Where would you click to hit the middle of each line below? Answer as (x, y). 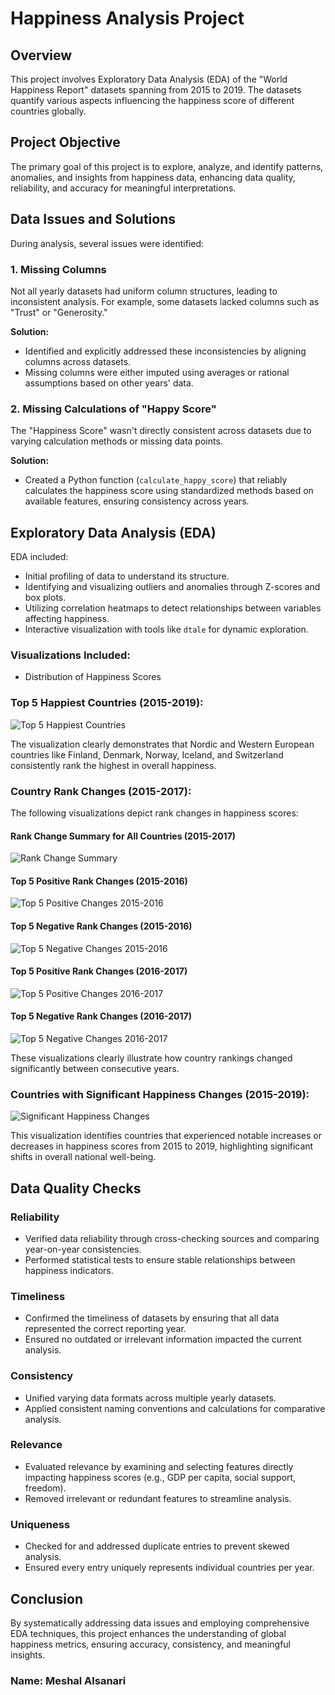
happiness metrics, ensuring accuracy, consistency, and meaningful (150, 1644)
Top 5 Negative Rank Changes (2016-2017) (101, 1016)
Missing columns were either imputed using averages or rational (157, 372)
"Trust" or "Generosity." (59, 312)
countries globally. (48, 111)
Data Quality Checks (76, 1188)
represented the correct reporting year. (105, 1329)
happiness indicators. (69, 1270)
